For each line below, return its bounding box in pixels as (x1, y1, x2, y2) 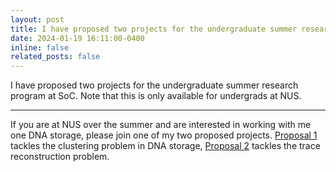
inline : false (10, 42, 70, 53)
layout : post (10, 14, 65, 25)
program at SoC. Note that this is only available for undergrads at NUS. (10, 90, 302, 102)
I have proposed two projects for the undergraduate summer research (10, 79, 299, 91)
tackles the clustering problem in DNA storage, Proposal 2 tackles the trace (10, 140, 321, 152)
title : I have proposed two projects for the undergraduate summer (10, 24, 298, 34)
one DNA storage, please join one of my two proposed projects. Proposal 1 (10, 129, 318, 141)
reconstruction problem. (10, 151, 110, 163)
